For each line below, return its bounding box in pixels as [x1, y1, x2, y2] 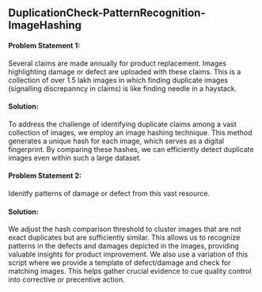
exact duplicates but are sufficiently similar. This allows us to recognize [8, 233, 241, 242]
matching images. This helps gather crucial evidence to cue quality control [8, 267, 252, 276]
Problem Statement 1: [8, 40, 81, 50]
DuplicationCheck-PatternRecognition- [8, 6, 206, 20]
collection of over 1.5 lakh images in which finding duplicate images [8, 75, 228, 85]
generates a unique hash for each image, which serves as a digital [8, 136, 224, 146]
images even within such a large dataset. [8, 153, 142, 162]
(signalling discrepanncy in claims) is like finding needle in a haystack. [8, 83, 237, 93]
